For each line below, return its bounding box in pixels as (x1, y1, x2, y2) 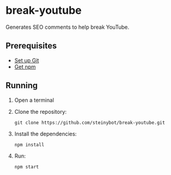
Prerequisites (5, 41, 57, 51)
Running (5, 80, 38, 90)
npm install (14, 141, 44, 147)
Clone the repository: (14, 108, 67, 115)
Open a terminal (14, 96, 55, 104)
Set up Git (14, 56, 40, 64)
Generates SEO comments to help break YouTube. (5, 23, 130, 31)
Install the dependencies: (14, 130, 77, 137)
